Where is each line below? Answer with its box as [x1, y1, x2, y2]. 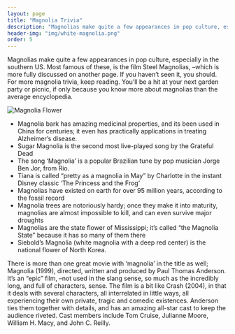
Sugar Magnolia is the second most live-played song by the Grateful [17, 142, 214, 150]
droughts [17, 216, 44, 224]
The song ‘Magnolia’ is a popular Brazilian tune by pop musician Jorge [17, 157, 220, 165]
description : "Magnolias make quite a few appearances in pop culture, [7, 23, 220, 30]
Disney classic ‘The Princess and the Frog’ [17, 179, 141, 187]
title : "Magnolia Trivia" [7, 17, 83, 24]
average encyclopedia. [7, 92, 73, 101]
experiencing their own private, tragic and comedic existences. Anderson [7, 296, 219, 305]
